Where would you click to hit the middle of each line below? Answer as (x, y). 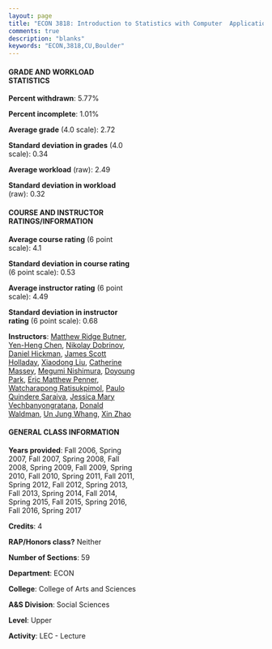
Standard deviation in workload (62, 185)
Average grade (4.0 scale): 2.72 (62, 129)
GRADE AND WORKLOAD (51, 72)
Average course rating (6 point (61, 239)
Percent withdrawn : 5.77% (54, 99)
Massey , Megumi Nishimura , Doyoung (72, 371)
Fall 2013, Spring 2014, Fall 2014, (63, 493)
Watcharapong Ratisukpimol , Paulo (67, 388)
